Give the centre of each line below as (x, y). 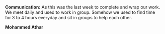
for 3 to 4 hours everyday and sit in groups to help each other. (69, 17)
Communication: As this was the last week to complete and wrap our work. (83, 7)
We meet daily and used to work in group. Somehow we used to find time (80, 12)
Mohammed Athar (24, 27)
